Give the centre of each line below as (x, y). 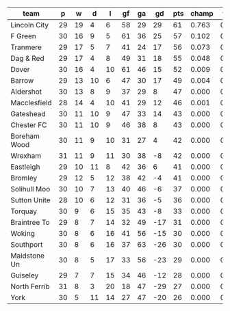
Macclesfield (31, 103)
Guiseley (25, 275)
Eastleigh (25, 167)
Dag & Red (27, 58)
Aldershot (26, 92)
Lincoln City (30, 25)
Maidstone (28, 256)
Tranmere (26, 47)
